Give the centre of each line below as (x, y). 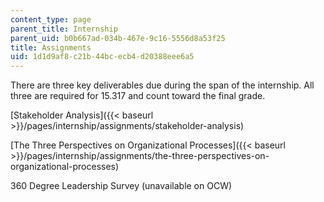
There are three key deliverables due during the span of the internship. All (162, 85)
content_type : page (51, 19)
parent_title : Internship (64, 29)
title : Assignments (51, 47)
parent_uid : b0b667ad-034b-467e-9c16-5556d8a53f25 (118, 38)
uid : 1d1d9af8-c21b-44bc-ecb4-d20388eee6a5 (102, 57)
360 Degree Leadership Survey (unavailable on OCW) (121, 186)
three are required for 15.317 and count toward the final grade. (138, 96)
